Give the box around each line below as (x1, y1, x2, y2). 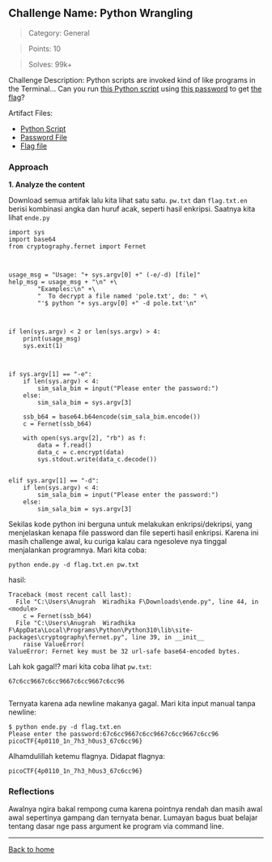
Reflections (8, 786, 55, 797)
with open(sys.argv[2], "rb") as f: (23, 434, 147, 443)
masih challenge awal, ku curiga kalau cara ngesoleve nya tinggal (8, 537, 227, 547)
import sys (8, 229, 45, 237)
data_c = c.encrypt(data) (37, 448, 125, 457)
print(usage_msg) (23, 335, 82, 343)
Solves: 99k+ (28, 59, 73, 69)
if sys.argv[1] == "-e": (8, 371, 92, 379)
